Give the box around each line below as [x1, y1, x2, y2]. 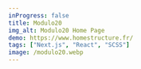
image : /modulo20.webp [8, 48, 84, 56]
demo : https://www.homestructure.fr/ [8, 33, 134, 42]
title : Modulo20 [8, 19, 62, 27]
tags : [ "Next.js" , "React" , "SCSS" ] [8, 41, 130, 49]
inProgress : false [8, 11, 69, 20]
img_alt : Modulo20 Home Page [8, 26, 105, 34]
